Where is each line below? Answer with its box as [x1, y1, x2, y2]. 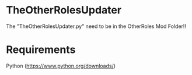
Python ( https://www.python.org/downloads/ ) [6, 62, 116, 69]
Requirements [6, 43, 76, 56]
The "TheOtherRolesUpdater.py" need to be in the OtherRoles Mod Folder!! [6, 23, 187, 30]
